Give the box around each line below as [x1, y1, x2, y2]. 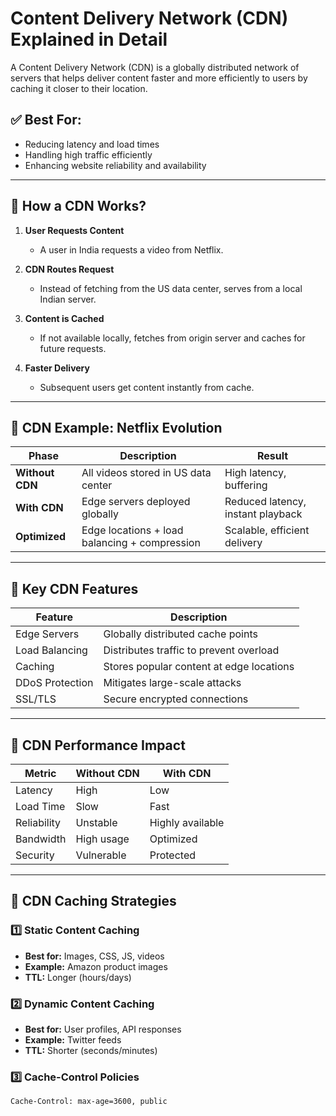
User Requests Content [24, 224, 125, 236]
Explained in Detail [10, 28, 168, 51]
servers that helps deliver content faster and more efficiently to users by [10, 72, 308, 84]
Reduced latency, [224, 495, 307, 509]
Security [15, 848, 55, 862]
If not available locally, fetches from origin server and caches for [39, 332, 306, 344]
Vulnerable [75, 848, 127, 862]
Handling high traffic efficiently [24, 148, 153, 161]
